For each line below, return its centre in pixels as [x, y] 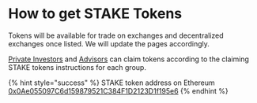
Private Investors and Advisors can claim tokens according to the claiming [128, 59]
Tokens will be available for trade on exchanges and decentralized [116, 35]
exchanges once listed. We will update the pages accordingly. [109, 43]
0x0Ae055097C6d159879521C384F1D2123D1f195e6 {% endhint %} [118, 90]
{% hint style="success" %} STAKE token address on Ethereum [111, 83]
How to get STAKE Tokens [95, 14]
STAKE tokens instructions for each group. [77, 67]
